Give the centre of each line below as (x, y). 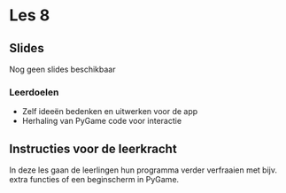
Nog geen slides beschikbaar (62, 69)
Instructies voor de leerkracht (93, 148)
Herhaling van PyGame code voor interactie (102, 121)
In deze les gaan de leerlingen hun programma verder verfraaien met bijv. (143, 170)
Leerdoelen (34, 92)
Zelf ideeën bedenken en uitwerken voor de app (110, 112)
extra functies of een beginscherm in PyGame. (94, 180)
